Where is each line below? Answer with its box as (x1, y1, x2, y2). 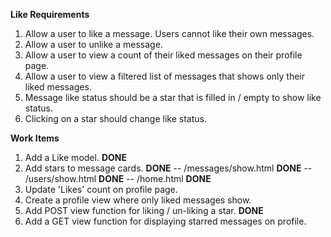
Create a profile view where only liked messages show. (24, 194, 252, 206)
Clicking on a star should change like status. (24, 113, 207, 124)
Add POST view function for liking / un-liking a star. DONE (24, 205, 264, 216)
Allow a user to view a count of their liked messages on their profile (24, 49, 303, 61)
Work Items (10, 132, 60, 144)
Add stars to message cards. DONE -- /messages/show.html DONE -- (24, 162, 313, 174)
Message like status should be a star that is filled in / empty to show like (24, 92, 322, 103)
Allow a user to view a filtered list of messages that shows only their (24, 70, 306, 82)
